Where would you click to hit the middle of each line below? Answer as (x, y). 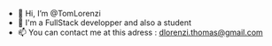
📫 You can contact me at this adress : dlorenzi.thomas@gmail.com (140, 32)
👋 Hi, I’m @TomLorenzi (59, 13)
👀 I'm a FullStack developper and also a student (105, 23)
